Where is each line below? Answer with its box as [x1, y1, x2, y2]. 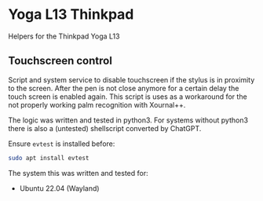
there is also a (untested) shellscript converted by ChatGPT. [8, 123, 202, 133]
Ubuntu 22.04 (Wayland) [19, 183, 100, 193]
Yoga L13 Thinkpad [8, 5, 134, 24]
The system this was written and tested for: [8, 168, 148, 177]
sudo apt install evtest [8, 154, 89, 162]
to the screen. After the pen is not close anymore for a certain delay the [8, 83, 239, 93]
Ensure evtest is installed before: [8, 139, 115, 148]
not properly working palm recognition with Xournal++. [8, 100, 186, 109]
